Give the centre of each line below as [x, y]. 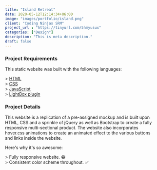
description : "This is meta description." [49, 37]
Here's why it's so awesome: [34, 148]
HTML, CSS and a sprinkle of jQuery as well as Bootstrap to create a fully [78, 123]
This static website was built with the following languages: [63, 69]
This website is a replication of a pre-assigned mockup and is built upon [78, 117]
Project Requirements [31, 58]
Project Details [23, 106]
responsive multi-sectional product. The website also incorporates [72, 128]
